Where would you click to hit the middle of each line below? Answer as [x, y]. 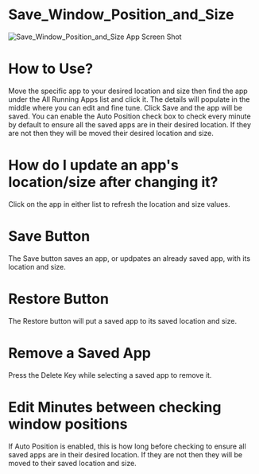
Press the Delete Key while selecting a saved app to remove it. [110, 375]
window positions [68, 424]
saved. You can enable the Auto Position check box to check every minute [130, 116]
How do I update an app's [93, 165]
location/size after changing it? [113, 183]
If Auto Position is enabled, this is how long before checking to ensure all [127, 446]
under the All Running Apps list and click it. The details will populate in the [129, 99]
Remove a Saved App [79, 353]
